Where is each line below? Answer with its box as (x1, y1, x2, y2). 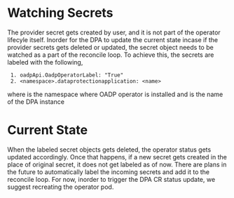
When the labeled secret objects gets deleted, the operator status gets (7, 145, 212, 154)
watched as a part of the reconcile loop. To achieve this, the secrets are (7, 51, 214, 59)
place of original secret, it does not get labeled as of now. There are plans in (7, 160, 227, 169)
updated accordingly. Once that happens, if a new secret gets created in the (7, 152, 228, 161)
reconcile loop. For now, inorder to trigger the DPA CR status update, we (7, 175, 216, 183)
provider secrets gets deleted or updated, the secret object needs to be (7, 43, 214, 51)
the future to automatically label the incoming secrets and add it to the (7, 167, 210, 176)
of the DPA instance (7, 97, 65, 106)
